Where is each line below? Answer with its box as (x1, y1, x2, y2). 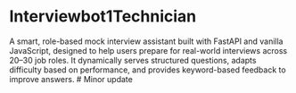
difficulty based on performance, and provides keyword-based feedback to (9, 64, 287, 75)
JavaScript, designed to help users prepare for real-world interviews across (9, 45, 288, 55)
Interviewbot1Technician (9, 6, 197, 27)
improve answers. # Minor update (9, 73, 134, 84)
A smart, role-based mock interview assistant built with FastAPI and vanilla (9, 36, 284, 46)
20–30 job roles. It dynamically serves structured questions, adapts (9, 55, 257, 65)
